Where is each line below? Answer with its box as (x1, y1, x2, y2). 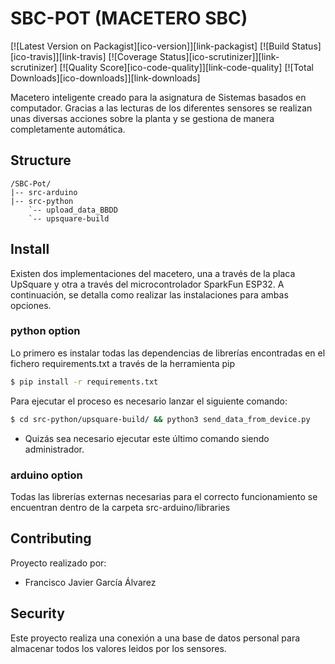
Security (10, 605, 65, 622)
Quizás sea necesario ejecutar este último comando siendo (24, 432, 270, 444)
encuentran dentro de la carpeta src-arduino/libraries (10, 501, 231, 513)
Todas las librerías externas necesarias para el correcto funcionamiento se (10, 490, 318, 502)
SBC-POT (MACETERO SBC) (10, 7, 248, 30)
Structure (10, 152, 72, 169)
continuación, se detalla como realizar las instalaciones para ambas (10, 288, 289, 301)
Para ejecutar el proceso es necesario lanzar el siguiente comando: (10, 395, 288, 407)
